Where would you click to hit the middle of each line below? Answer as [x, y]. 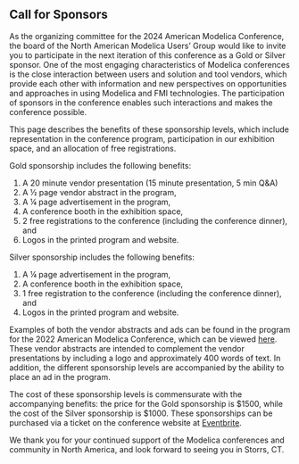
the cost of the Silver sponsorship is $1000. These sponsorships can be [141, 413]
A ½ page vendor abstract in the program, [99, 192]
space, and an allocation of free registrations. [93, 148]
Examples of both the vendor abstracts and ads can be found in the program [150, 329]
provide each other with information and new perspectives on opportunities [148, 83]
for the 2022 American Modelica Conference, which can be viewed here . [143, 339]
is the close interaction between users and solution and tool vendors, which [148, 74]
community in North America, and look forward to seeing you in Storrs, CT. [147, 449]
